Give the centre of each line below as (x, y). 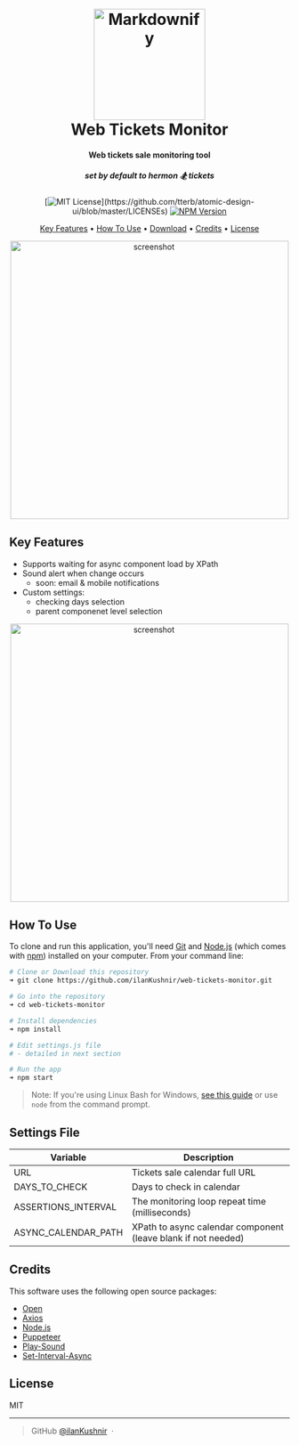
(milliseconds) (162, 1212)
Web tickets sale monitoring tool (149, 155)
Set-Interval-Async (57, 1355)
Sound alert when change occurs (83, 573)
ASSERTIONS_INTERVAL (65, 1206)
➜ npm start (31, 1078)
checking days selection (80, 601)
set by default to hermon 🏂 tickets (149, 175)
